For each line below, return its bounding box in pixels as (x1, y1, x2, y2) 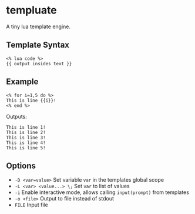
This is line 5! (6, 145, 46, 151)
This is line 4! (6, 139, 46, 146)
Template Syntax (6, 40, 69, 50)
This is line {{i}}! (6, 98, 57, 103)
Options (6, 160, 36, 170)
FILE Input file (14, 201, 48, 209)
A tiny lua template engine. (6, 23, 71, 30)
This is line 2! (6, 129, 46, 135)
